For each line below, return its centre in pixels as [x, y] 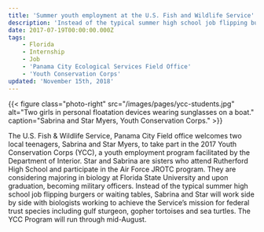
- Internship [44, 52]
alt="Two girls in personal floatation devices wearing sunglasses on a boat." [131, 112]
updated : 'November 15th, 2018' [61, 81]
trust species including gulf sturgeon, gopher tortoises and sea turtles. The [130, 211]
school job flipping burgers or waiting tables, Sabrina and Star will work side [132, 194]
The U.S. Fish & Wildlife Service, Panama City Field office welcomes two [125, 135]
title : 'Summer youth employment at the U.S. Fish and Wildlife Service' [132, 15]
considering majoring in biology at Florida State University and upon [118, 177]
